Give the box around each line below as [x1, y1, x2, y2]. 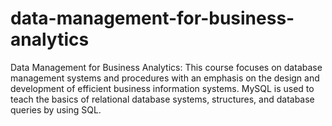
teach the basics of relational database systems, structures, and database [10, 93, 315, 105]
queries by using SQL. [10, 103, 102, 116]
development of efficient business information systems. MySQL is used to [10, 82, 315, 94]
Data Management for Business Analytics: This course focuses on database [10, 61, 323, 73]
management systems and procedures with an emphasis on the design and [10, 72, 320, 84]
